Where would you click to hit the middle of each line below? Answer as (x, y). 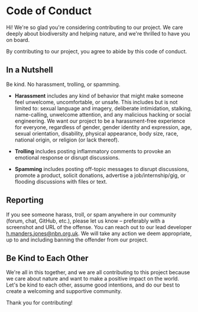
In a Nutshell (30, 70)
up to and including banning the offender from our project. (77, 239)
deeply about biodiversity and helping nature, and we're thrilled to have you (98, 33)
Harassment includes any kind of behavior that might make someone (99, 95)
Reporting (25, 200)
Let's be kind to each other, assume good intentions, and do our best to (93, 285)
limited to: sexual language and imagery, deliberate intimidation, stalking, (103, 108)
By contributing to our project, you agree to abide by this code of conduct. (97, 51)
